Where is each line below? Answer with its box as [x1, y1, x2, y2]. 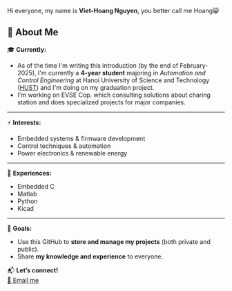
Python [17, 197, 38, 205]
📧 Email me [7, 276, 39, 284]
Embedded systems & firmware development [17, 134, 146, 142]
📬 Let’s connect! [7, 266, 59, 274]
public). [17, 245, 39, 253]
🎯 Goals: [7, 224, 32, 232]
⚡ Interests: [7, 118, 41, 126]
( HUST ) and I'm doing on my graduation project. [17, 83, 155, 91]
